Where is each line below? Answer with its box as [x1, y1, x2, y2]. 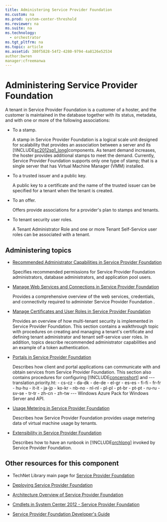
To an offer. [12, 197, 36, 203]
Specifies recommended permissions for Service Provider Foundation [12, 269, 156, 274]
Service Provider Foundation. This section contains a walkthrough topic [12, 323, 159, 329]
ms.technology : [5, 30, 37, 35]
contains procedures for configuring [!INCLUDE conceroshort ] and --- [12, 375, 155, 380]
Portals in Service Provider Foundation [12, 354, 91, 360]
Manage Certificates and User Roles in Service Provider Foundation [12, 308, 151, 314]
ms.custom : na [5, 12, 35, 17]
